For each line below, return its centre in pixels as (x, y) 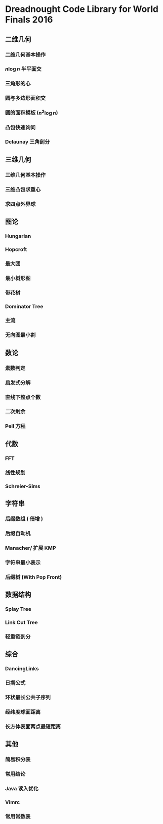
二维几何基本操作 (25, 55)
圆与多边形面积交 (25, 98)
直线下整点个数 (23, 397)
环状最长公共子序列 (28, 697)
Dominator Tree (24, 306)
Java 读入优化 (22, 788)
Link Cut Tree (21, 622)
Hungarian (18, 236)
